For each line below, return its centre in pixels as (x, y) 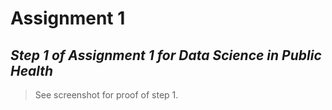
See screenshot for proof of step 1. (106, 95)
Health (32, 70)
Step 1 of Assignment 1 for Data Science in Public (166, 55)
